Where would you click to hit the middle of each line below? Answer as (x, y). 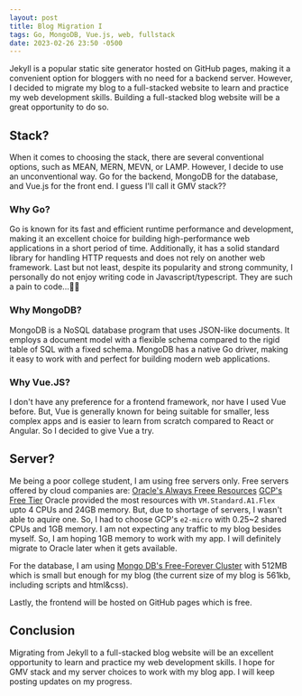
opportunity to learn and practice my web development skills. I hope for (142, 662)
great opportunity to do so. (59, 107)
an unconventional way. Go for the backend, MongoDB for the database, (144, 176)
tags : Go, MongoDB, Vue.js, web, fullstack (92, 34)
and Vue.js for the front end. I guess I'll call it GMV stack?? (118, 186)
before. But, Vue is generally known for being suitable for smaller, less (140, 411)
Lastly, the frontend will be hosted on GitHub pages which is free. (131, 602)
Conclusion (42, 630)
